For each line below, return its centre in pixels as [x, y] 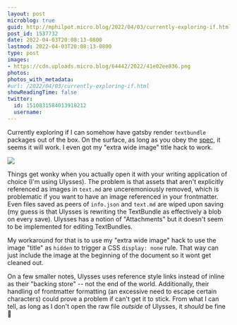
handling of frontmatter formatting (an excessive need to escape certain [112, 291]
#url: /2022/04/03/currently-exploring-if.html [79, 86]
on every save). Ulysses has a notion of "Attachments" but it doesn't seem [115, 219]
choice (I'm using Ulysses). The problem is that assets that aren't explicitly [116, 181]
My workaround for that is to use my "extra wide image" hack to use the [112, 240]
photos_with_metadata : [41, 79]
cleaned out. [25, 262]
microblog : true [31, 20]
